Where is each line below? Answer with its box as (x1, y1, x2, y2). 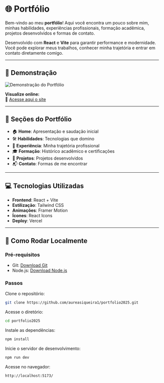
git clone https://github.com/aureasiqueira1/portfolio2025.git (5, 300, 139, 305)
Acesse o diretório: (5, 309, 43, 315)
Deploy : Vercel (12, 218, 42, 224)
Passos (5, 280, 23, 286)
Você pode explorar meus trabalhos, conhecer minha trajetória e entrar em (5, 45, 156, 51)
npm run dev (5, 355, 29, 360)
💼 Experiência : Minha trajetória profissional (12, 142, 100, 148)
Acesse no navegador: (5, 363, 50, 369)
